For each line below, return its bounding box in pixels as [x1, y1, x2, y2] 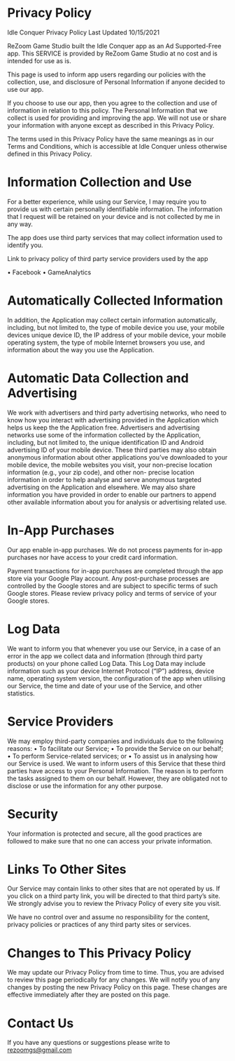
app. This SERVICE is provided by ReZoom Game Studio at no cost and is [7, 49, 218, 58]
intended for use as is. [7, 56, 71, 65]
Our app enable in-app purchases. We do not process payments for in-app [7, 545, 222, 554]
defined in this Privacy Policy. [7, 149, 92, 158]
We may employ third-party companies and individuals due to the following [7, 737, 224, 745]
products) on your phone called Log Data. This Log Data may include [7, 659, 206, 667]
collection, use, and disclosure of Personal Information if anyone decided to [7, 77, 225, 86]
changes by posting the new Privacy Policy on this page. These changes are [7, 983, 227, 992]
